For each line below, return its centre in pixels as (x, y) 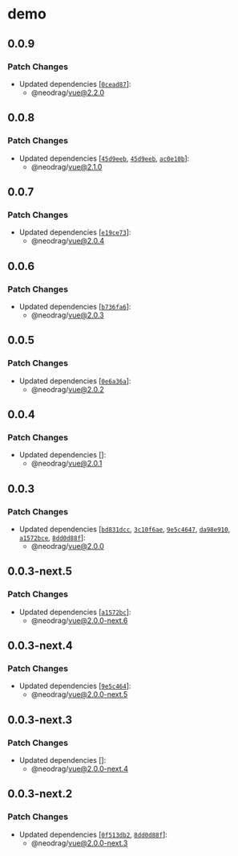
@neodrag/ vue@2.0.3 (68, 315)
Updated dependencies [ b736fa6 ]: (75, 306)
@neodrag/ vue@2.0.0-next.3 (79, 843)
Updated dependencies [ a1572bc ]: (75, 612)
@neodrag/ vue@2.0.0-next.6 (79, 620)
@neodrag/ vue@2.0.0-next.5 (79, 694)
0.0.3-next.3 (40, 720)
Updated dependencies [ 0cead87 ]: (75, 84)
